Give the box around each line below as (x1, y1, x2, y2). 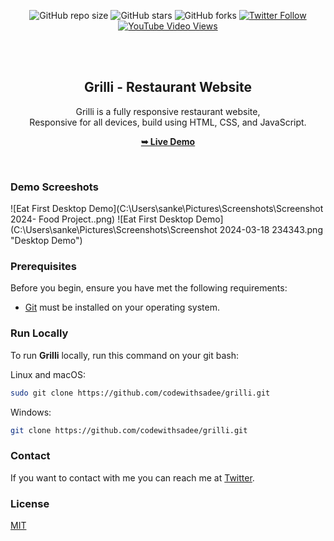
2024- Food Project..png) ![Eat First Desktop (10, 213, 194, 225)
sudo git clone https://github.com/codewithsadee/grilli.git (10, 388, 271, 398)
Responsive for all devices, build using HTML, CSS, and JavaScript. (29, 116, 307, 128)
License (10, 496, 50, 510)
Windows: (10, 406, 52, 418)
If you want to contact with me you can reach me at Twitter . (10, 471, 255, 484)
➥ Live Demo (140, 135, 196, 147)
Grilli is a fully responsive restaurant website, (75, 105, 261, 117)
